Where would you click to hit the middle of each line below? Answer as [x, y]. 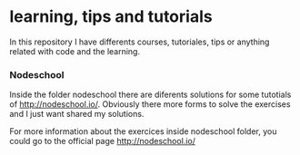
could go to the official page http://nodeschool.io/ [102, 141]
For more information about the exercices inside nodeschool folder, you [143, 131]
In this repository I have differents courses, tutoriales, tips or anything [140, 42]
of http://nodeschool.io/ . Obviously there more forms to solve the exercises [150, 104]
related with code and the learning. [75, 51]
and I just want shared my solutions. [77, 114]
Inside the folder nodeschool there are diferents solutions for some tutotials [150, 95]
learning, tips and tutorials [111, 17]
